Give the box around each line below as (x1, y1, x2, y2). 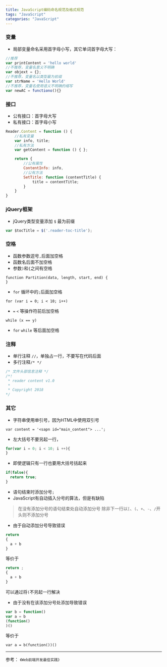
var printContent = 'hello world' (5, 60, 77, 65)
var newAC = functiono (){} (5, 88, 61, 93)
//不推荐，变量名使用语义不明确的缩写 (5, 83, 73, 88)
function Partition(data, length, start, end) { (5, 275, 108, 280)
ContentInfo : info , (23, 166, 64, 171)
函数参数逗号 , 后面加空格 (12, 253, 63, 259)
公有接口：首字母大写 (12, 112, 56, 119)
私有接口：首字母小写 (12, 119, 56, 125)
